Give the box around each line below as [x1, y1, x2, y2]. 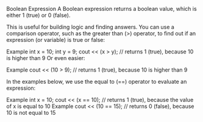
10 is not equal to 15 [6, 109, 56, 116]
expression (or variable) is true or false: [6, 36, 105, 43]
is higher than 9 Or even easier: [6, 55, 85, 61]
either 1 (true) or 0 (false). [6, 12, 71, 19]
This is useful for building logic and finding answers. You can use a [6, 24, 175, 30]
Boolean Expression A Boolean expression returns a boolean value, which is [6, 5, 197, 12]
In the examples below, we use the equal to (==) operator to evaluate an [6, 78, 187, 85]
